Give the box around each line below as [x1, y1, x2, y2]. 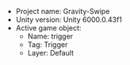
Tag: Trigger [27, 40, 68, 49]
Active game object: [15, 23, 82, 32]
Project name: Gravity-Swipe [15, 7, 110, 16]
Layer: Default [27, 49, 74, 57]
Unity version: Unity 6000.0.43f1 [15, 15, 123, 24]
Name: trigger [27, 31, 74, 41]
